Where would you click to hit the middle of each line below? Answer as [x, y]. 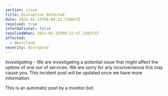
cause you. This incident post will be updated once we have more [74, 73]
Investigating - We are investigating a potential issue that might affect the [82, 62]
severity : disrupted [27, 47]
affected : [16, 38]
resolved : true [21, 24]
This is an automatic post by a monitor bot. [50, 88]
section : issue [21, 10]
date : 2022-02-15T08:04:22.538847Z [43, 19]
